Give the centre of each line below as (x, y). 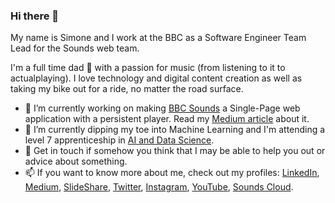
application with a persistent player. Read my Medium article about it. (167, 119)
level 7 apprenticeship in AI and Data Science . (119, 140)
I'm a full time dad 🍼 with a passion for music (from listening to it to (148, 68)
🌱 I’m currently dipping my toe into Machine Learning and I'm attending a (175, 130)
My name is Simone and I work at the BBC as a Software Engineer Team (158, 38)
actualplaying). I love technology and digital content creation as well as (156, 78)
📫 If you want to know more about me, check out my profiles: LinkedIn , (172, 173)
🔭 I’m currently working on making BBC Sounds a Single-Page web (162, 108)
